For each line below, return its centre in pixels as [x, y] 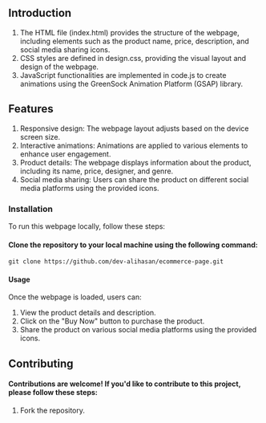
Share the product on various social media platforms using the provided [138, 330]
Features [31, 109]
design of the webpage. [59, 67]
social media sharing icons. [65, 49]
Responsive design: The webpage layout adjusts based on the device [134, 128]
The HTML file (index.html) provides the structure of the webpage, [129, 32]
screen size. [40, 136]
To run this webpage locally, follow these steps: [87, 226]
